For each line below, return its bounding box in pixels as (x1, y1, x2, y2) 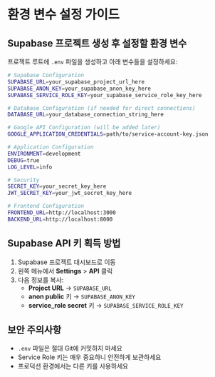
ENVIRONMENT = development (7, 150, 81, 157)
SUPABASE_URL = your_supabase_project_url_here (7, 78, 145, 86)
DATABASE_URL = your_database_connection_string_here (7, 111, 164, 119)
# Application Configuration (7, 144, 94, 151)
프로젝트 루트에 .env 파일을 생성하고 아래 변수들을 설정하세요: (7, 58, 178, 66)
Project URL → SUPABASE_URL (28, 283, 112, 292)
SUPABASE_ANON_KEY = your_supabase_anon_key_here (7, 85, 152, 92)
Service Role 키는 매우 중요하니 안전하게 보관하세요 (17, 353, 162, 361)
